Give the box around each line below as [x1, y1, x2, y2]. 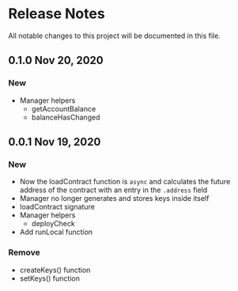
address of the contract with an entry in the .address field [19, 185, 208, 195]
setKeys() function [19, 274, 81, 283]
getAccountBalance [31, 104, 96, 113]
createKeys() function [19, 265, 91, 274]
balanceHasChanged [31, 112, 100, 122]
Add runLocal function [19, 227, 93, 237]
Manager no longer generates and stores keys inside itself [19, 194, 210, 203]
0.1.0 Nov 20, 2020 [8, 54, 104, 67]
